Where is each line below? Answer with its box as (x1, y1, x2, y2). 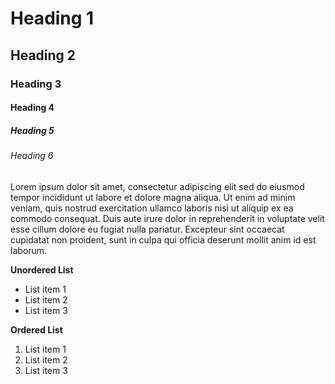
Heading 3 (10, 77, 62, 91)
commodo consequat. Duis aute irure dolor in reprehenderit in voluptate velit (10, 212, 325, 224)
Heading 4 (10, 102, 55, 114)
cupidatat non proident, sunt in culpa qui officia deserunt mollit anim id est (10, 233, 317, 246)
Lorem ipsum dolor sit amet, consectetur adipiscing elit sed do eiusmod (10, 180, 305, 192)
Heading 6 (10, 150, 54, 162)
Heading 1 (10, 7, 95, 30)
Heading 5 (10, 124, 55, 136)
